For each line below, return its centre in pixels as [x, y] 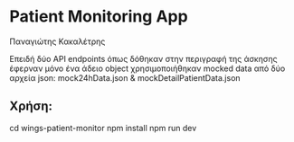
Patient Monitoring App [99, 17]
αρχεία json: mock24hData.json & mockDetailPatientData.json [125, 77]
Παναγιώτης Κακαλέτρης [57, 41]
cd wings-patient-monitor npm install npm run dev [103, 128]
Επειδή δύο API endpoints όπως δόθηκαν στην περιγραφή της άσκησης [143, 58]
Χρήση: [31, 106]
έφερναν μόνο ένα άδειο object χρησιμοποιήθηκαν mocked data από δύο [147, 68]
